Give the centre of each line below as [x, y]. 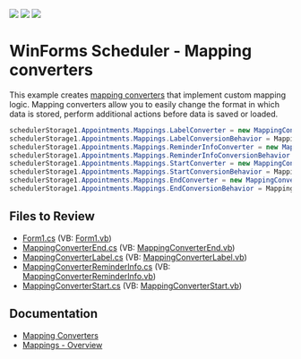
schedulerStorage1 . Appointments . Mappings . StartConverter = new [130, 164]
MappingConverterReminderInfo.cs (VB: [96, 266]
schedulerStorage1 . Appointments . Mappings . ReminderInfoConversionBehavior [150, 155]
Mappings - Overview [62, 345]
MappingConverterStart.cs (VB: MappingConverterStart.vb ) [132, 286]
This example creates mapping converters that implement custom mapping [148, 95]
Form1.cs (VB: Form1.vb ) [67, 238]
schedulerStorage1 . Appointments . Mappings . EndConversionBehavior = [136, 189]
